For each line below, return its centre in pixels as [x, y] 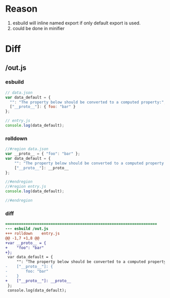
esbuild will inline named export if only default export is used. [76, 23]
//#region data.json [27, 149]
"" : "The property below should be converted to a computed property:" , [88, 102]
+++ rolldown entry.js [32, 234]
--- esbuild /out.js [27, 229]
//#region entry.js [26, 187]
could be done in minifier [38, 28]
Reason [22, 9]
